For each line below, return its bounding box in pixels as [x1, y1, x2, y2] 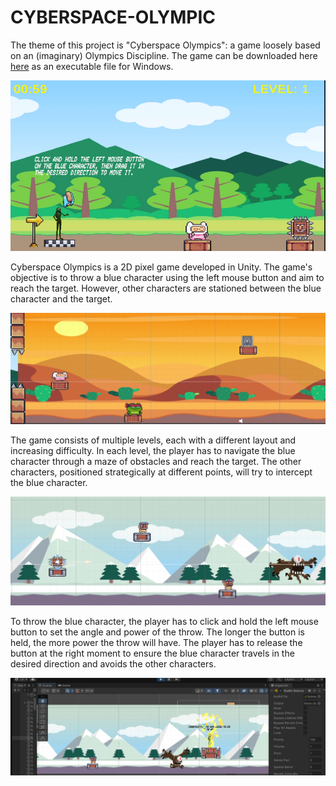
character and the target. [10, 293, 113, 305]
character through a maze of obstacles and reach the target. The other [10, 456, 302, 468]
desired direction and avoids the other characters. [10, 657, 217, 670]
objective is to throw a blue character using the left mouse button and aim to [10, 272, 325, 284]
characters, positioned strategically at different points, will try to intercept [10, 466, 313, 478]
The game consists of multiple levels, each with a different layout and [10, 434, 297, 446]
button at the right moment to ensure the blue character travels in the [10, 647, 295, 659]
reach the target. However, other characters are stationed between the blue [10, 282, 322, 295]
